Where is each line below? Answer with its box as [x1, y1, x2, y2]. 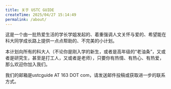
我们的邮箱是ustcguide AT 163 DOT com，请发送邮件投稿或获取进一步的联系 [5, 72, 166, 78]
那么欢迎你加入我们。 [5, 62, 50, 68]
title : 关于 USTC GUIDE [5, 7, 55, 13]
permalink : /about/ [5, 17, 47, 22]
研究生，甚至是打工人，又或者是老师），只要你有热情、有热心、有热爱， [14, 55, 164, 61]
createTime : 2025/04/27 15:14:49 [5, 12, 77, 17]
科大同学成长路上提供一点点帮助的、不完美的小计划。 [5, 38, 117, 44]
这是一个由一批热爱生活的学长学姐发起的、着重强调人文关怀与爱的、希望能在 [5, 32, 166, 38]
